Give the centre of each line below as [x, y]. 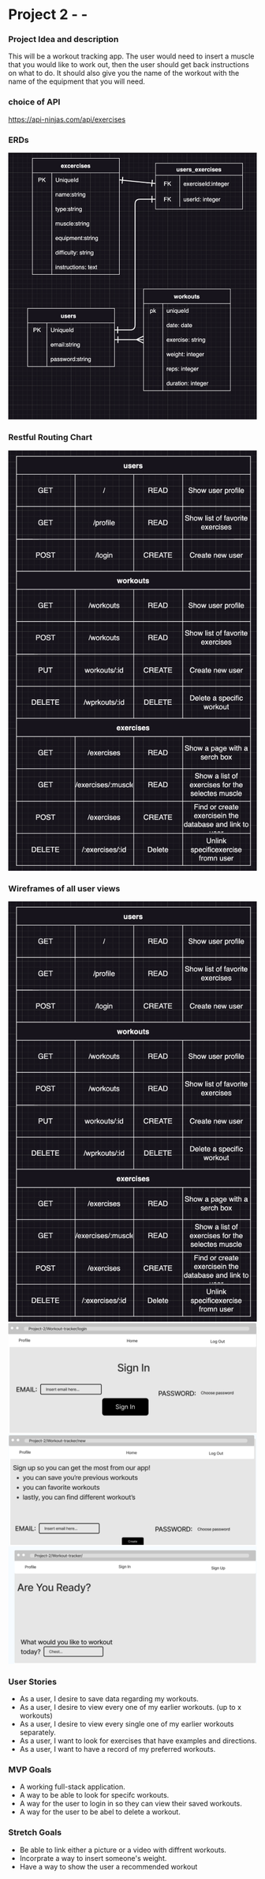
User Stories [33, 1681]
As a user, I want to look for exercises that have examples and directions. [138, 1741]
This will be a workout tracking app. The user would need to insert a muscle [131, 56]
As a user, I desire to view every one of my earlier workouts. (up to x [131, 1708]
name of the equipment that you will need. [77, 81]
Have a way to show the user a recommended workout [108, 1866]
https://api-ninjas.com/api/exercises [67, 119]
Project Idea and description [63, 40]
